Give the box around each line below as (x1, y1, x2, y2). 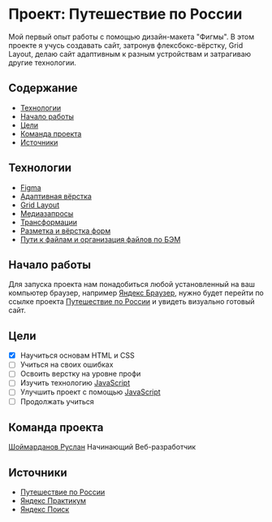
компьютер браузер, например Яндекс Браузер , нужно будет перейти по (8, 288, 264, 298)
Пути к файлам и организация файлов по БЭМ (19, 234, 181, 244)
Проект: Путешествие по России (8, 5, 243, 24)
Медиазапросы (19, 208, 74, 218)
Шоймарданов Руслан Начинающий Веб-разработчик (8, 442, 196, 452)
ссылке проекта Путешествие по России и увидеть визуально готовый (8, 297, 255, 307)
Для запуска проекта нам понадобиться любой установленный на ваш (8, 280, 256, 289)
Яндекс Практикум (19, 496, 87, 506)
